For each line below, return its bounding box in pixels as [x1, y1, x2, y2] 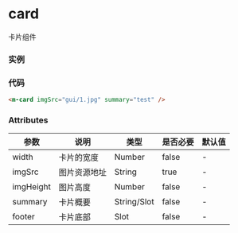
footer [12, 212, 36, 223]
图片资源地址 [58, 167, 107, 178]
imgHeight [12, 181, 52, 192]
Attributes [8, 115, 49, 126]
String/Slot [114, 196, 154, 208]
